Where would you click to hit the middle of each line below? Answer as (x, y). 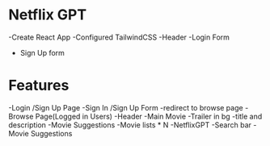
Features (39, 86)
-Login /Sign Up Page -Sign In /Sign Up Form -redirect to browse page (126, 107)
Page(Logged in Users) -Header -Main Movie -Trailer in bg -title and (149, 116)
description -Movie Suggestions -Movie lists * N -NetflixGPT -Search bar (130, 125)
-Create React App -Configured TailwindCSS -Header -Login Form (119, 37)
